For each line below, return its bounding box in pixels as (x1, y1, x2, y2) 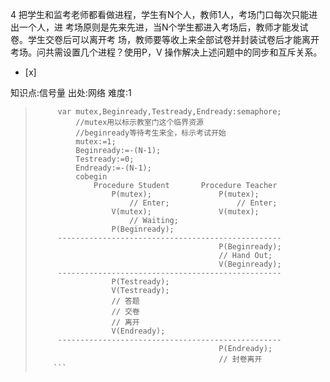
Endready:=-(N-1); (75, 163, 152, 173)
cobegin (75, 172, 108, 182)
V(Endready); (111, 326, 166, 336)
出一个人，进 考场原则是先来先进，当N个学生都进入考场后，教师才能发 (10, 21, 300, 33)
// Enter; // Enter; (129, 198, 278, 208)
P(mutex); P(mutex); (111, 189, 260, 199)
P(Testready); (111, 277, 170, 287)
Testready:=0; (75, 154, 135, 164)
